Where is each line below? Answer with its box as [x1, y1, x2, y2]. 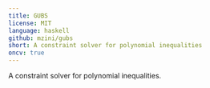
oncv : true [8, 49, 45, 57]
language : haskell [8, 26, 70, 34]
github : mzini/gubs [8, 34, 74, 42]
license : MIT [8, 19, 52, 27]
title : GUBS [8, 11, 48, 20]
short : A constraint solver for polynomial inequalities [8, 42, 203, 50]
